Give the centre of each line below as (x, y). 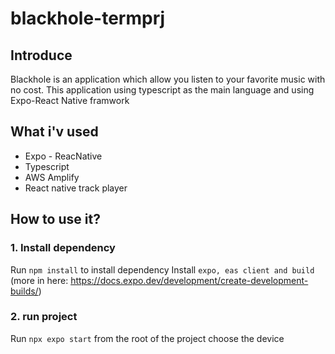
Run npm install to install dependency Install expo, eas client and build (162, 269)
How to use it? (55, 219)
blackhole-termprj (88, 18)
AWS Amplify (52, 177)
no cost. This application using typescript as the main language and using (162, 90)
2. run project (44, 317)
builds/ (24, 291)
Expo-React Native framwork (70, 100)
